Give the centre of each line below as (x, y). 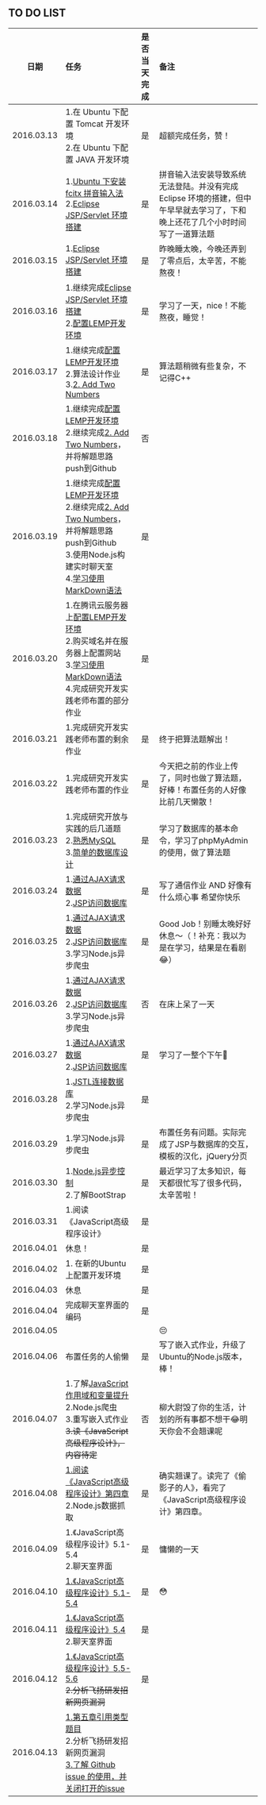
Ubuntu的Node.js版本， (203, 1356)
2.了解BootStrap (96, 1194)
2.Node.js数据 (91, 1506)
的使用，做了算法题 (195, 852)
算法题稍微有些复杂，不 (203, 366)
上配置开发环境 (93, 1275)
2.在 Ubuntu (88, 148)
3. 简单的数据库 (93, 852)
